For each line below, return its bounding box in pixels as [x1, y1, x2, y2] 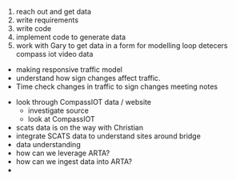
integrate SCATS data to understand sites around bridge [15, 131, 202, 141]
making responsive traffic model [15, 65, 122, 74]
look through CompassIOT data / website [15, 98, 152, 106]
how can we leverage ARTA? [15, 148, 110, 158]
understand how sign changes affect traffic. [15, 74, 161, 82]
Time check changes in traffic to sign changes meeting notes [15, 82, 218, 91]
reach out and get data [15, 7, 92, 16]
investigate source [27, 106, 90, 115]
